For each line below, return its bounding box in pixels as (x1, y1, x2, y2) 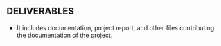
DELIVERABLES (6, 5, 74, 17)
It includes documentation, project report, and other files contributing (16, 23, 215, 32)
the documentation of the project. (16, 31, 113, 39)
